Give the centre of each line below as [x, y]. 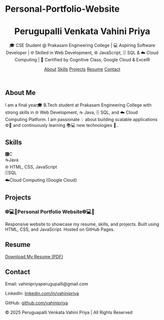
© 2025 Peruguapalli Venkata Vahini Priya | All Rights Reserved [69, 312]
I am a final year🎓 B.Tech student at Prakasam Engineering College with [78, 105]
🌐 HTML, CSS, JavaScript [31, 167]
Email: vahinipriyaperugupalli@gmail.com [47, 284]
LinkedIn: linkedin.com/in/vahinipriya [42, 293]
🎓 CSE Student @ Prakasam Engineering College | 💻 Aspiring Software [82, 46]
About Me [20, 93]
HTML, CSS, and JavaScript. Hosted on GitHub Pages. [60, 229]
